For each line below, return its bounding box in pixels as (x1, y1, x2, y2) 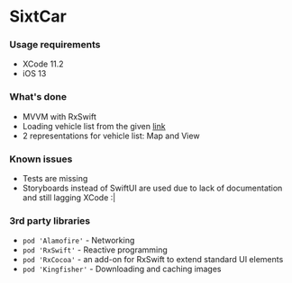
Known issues (9, 153, 73, 165)
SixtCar (9, 6, 68, 27)
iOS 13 (22, 68, 47, 79)
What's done (9, 91, 68, 103)
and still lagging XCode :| (22, 192, 116, 203)
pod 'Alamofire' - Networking (22, 235, 135, 246)
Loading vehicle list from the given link (22, 120, 166, 131)
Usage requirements (9, 39, 101, 51)
